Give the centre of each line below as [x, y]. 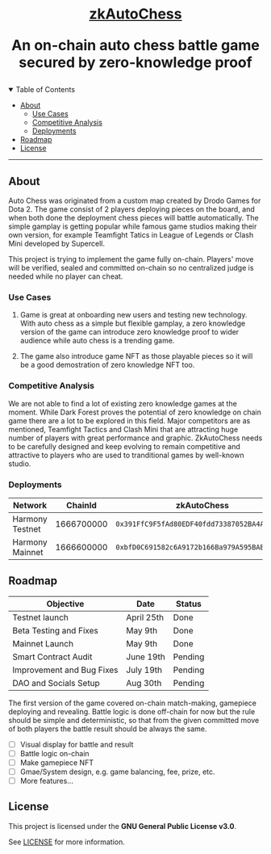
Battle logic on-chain [55, 753]
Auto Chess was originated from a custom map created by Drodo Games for [135, 200]
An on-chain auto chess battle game [135, 46]
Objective [65, 604]
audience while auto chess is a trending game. [97, 341]
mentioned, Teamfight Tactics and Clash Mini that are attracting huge [123, 429]
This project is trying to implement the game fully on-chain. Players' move [131, 259]
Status [189, 604]
